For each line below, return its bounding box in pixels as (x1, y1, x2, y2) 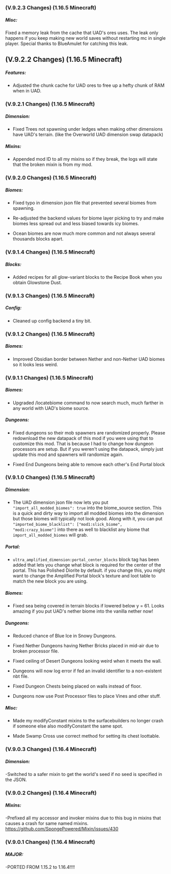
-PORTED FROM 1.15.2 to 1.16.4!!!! (5, 864, 75, 870)
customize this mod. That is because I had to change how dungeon (12, 441, 154, 447)
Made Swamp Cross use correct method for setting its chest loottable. (12, 733, 160, 739)
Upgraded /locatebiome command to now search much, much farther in (12, 400, 164, 406)
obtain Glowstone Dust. (12, 279, 62, 285)
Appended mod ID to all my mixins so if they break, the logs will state (12, 156, 158, 162)
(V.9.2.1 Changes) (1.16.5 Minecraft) (5, 101, 95, 108)
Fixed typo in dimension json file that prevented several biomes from (12, 200, 157, 206)
